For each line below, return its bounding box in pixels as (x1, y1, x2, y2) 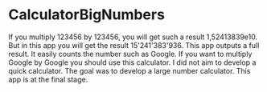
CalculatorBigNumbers (8, 6, 165, 24)
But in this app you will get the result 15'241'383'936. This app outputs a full (8, 40, 260, 50)
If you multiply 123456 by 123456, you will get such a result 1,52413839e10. (8, 32, 258, 42)
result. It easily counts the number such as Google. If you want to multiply (8, 49, 253, 58)
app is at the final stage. (8, 74, 88, 84)
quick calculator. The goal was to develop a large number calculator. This (8, 66, 251, 75)
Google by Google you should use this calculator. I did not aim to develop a (8, 58, 257, 67)
